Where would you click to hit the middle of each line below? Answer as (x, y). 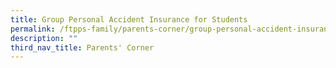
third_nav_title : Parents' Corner (82, 47)
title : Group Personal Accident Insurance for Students (129, 19)
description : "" (44, 38)
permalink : (33, 29)
